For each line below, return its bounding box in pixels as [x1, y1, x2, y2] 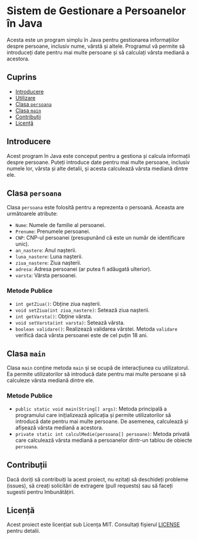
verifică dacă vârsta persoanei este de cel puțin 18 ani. [15, 331, 148, 338]
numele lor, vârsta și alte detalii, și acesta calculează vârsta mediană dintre [6, 164, 188, 172]
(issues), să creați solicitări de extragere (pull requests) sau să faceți [6, 482, 173, 489]
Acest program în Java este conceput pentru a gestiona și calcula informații [6, 152, 190, 159]
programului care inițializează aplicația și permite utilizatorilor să [15, 411, 171, 418]
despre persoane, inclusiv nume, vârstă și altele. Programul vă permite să [6, 43, 185, 50]
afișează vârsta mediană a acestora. [15, 424, 104, 431]
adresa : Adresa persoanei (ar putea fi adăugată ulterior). [15, 266, 152, 273]
